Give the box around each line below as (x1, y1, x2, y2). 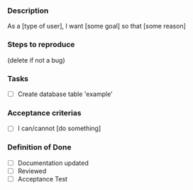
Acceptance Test (17, 174, 68, 183)
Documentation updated (17, 159, 89, 167)
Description (7, 6, 49, 16)
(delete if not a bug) (7, 56, 65, 64)
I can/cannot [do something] (17, 124, 101, 133)
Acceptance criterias (7, 107, 82, 117)
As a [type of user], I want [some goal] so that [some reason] (7, 22, 187, 31)
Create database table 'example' (17, 90, 114, 98)
